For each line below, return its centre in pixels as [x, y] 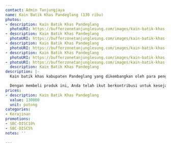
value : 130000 [25, 100]
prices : [13, 90]
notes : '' [16, 133]
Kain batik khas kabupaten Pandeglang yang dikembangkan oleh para [83, 77]
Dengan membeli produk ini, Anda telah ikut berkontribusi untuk [81, 86]
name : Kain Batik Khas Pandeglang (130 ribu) [54, 15]
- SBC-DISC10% [20, 124]
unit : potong [24, 105]
